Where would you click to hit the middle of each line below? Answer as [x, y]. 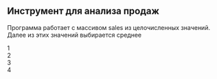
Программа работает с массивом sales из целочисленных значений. [109, 27]
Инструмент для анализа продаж [83, 11]
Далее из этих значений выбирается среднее [75, 35]
